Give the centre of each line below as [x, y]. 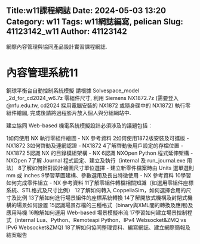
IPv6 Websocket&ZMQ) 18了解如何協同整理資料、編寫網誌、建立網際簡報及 [99, 227]
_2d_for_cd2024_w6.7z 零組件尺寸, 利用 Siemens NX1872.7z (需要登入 [93, 98]
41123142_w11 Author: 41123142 [67, 32]
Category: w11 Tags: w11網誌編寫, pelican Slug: [95, 22]
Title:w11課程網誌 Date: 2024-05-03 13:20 [86, 11]
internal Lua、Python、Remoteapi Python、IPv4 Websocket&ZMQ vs [101, 220]
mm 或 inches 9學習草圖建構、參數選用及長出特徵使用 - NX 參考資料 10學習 [99, 175]
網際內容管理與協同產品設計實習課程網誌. [57, 46]
